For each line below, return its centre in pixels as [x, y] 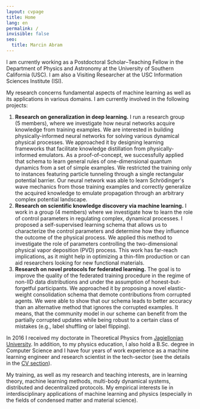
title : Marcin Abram [37, 45]
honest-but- [166, 282]
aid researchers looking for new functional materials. [80, 263]
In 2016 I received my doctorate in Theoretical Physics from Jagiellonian [95, 337]
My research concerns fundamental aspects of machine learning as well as [99, 93]
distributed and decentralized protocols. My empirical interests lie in [90, 387]
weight [23, 294]
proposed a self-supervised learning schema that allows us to [91, 225]
